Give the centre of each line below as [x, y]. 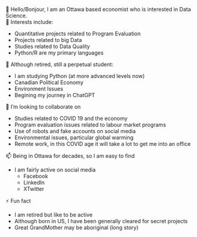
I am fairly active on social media [55, 170]
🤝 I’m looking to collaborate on [43, 107]
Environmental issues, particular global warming [74, 137]
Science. [17, 16]
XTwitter [34, 189]
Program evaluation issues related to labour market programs [90, 125]
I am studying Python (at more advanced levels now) [80, 76]
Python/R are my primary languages [59, 53]
